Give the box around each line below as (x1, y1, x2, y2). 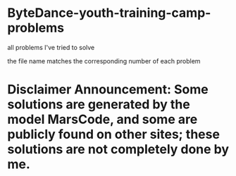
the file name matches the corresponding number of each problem (7, 56, 201, 65)
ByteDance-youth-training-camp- (7, 5, 211, 21)
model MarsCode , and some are (7, 111, 198, 127)
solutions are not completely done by (7, 142, 230, 158)
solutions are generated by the (7, 96, 190, 113)
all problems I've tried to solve (7, 43, 95, 51)
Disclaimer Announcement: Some (7, 82, 209, 98)
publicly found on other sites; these (7, 127, 221, 142)
